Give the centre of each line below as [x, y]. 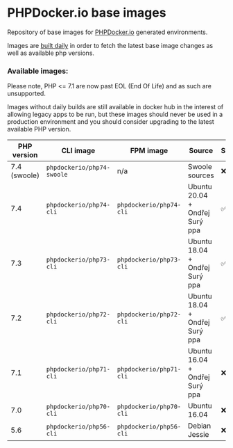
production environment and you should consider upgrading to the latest [111, 122]
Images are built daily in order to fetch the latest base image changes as [110, 45]
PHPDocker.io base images [87, 13]
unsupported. [27, 94]
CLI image [78, 151]
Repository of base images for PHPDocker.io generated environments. [107, 32]
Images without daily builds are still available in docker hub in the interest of [115, 107]
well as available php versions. [51, 53]
